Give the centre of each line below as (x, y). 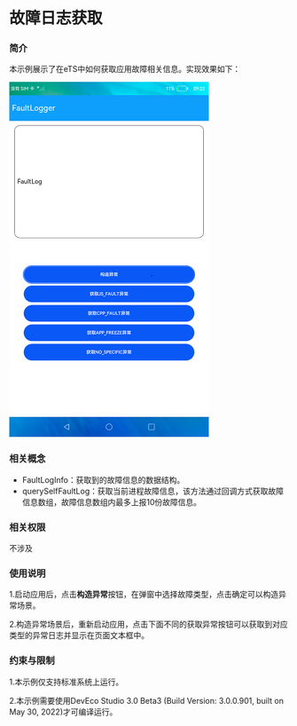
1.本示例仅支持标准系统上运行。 (66, 682)
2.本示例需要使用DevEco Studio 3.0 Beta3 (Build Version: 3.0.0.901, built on (146, 700)
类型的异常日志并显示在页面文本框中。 (79, 635)
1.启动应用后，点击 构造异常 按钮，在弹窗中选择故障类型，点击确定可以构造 (144, 595)
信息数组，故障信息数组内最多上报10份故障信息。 (112, 501)
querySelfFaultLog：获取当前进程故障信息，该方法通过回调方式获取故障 (153, 491)
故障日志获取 (56, 18)
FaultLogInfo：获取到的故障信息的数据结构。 (103, 479)
